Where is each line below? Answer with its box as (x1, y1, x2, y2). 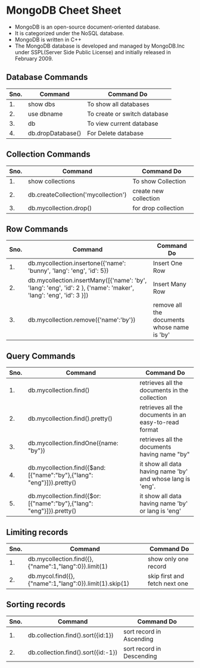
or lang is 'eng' (139, 507, 182, 515)
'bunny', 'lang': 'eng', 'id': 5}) (27, 266, 109, 275)
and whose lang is (139, 475, 190, 483)
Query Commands (6, 351, 76, 361)
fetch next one (148, 579, 189, 588)
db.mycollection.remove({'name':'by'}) (27, 316, 136, 324)
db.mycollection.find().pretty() (27, 415, 113, 423)
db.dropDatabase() (27, 129, 82, 137)
